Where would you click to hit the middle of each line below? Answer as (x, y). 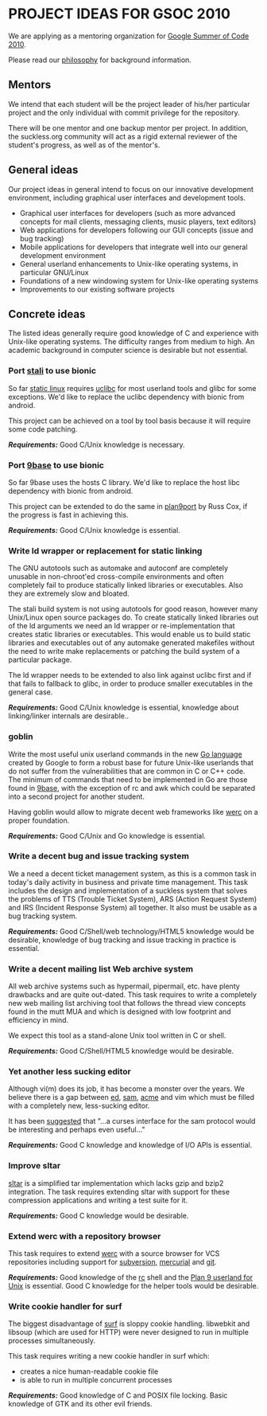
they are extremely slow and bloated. (69, 593)
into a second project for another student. (77, 796)
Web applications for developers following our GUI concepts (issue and (136, 230)
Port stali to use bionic (52, 371)
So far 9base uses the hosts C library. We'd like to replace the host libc (124, 482)
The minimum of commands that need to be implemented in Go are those (128, 779)
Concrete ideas (47, 314)
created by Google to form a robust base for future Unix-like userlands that (131, 762)
